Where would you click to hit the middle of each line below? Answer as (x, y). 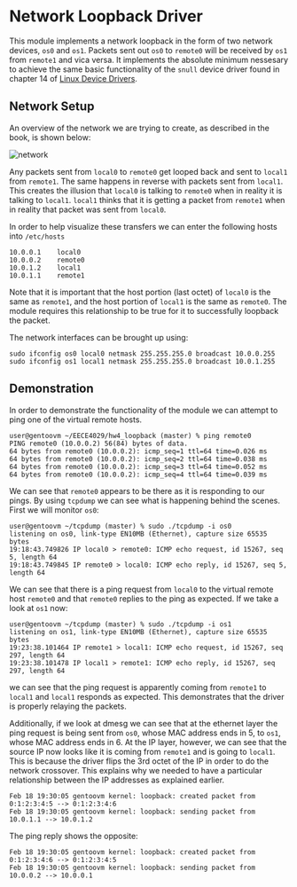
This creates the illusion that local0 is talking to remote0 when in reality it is (146, 190)
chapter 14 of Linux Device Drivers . (73, 78)
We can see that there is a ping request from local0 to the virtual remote (141, 589)
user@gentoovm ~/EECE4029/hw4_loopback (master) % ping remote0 (130, 436)
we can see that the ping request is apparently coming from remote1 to (138, 687)
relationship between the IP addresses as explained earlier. (117, 780)
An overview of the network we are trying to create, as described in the (140, 128)
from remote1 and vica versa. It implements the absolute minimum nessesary (149, 59)
